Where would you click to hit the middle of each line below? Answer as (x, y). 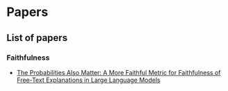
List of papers (37, 38)
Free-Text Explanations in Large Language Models (88, 80)
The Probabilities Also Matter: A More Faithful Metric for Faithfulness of (119, 72)
